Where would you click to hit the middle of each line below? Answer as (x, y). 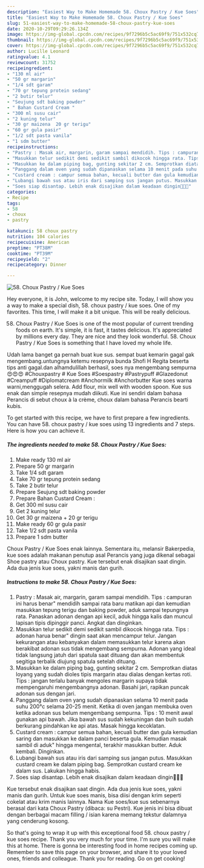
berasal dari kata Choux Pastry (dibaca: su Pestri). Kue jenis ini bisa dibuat (100, 808)
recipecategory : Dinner (37, 265)
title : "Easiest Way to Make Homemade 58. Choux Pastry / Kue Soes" (95, 18)
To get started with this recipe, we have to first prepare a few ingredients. (98, 418)
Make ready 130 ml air (43, 460)
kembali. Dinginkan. (40, 752)
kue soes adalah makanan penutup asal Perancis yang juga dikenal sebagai (101, 555)
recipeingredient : (30, 68)
